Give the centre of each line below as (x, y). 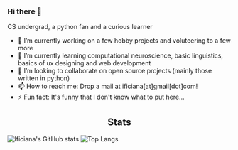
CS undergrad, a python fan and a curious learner (80, 27)
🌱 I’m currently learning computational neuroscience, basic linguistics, (120, 55)
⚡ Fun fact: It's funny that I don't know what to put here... (101, 97)
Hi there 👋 (25, 11)
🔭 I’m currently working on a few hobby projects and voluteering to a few (124, 41)
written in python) (44, 78)
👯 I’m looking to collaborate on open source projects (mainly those (115, 71)
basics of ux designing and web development (84, 63)
